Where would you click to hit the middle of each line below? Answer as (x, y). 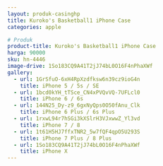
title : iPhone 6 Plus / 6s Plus (67, 112)
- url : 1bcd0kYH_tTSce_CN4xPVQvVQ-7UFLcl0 (77, 93)
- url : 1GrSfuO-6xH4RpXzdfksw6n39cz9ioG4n (77, 79)
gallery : (20, 72)
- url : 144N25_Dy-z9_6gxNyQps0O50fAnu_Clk (77, 106)
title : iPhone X (44, 152)
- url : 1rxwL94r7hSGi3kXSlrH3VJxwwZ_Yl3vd (77, 119)
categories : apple (34, 27)
